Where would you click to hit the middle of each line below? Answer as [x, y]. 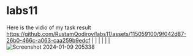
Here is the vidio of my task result [49, 27]
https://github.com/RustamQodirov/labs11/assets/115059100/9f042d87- [96, 33]
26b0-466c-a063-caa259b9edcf [48, 40]
